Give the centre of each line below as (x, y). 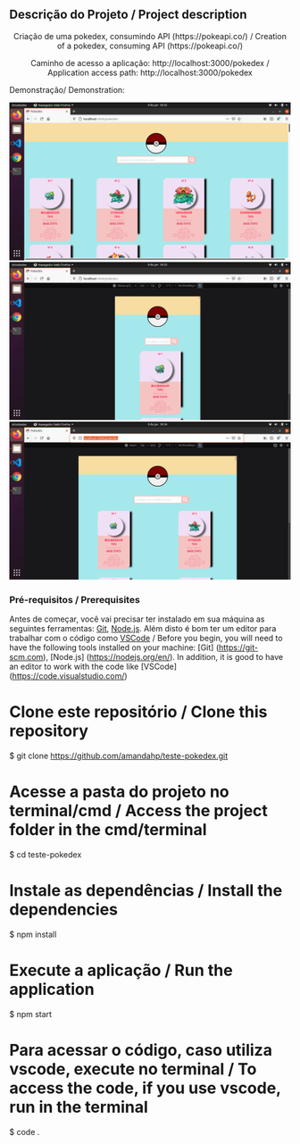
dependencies (64, 910)
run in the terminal (79, 1107)
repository (49, 731)
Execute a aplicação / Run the (121, 970)
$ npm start (30, 1014)
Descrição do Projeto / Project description (128, 15)
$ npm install (33, 934)
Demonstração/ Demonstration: (67, 89)
